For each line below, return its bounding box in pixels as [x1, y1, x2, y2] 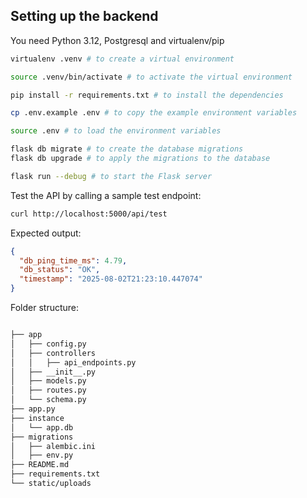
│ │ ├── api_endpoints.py [10, 357, 137, 368]
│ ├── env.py [10, 450, 74, 461]
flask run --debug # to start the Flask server [10, 171, 213, 181]
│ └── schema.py [10, 395, 87, 405]
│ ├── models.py [10, 376, 87, 386]
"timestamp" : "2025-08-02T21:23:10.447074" [19, 274, 203, 284]
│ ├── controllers [10, 348, 97, 358]
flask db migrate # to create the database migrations [10, 144, 244, 154]
